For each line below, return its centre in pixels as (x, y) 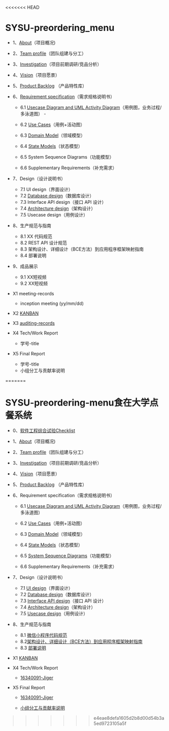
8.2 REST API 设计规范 (44, 242)
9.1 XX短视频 (33, 277)
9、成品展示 (25, 266)
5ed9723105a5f (110, 723)
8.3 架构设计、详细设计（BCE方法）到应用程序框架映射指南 (82, 249)
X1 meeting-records (33, 293)
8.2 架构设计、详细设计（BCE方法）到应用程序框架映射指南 (81, 641)
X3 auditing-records (33, 323)
